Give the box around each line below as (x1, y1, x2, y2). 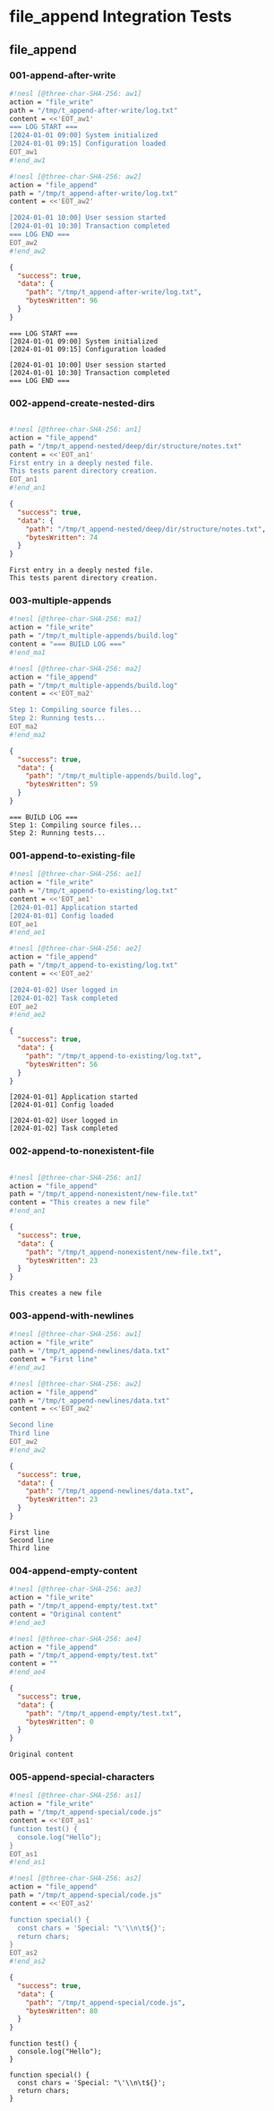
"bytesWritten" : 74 (25, 533, 98, 542)
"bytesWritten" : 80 (25, 2006, 98, 2015)
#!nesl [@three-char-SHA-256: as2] (9, 1874, 142, 1883)
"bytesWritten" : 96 (25, 296, 98, 306)
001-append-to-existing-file (9, 849, 136, 862)
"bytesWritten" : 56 (25, 1060, 98, 1069)
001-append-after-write (9, 69, 116, 82)
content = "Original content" (9, 1610, 123, 1619)
